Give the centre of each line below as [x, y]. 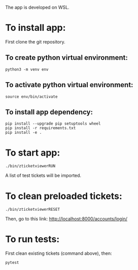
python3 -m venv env [27, 69]
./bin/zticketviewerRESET [32, 210]
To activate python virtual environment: [69, 85]
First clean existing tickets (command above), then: [59, 253]
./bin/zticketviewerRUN [30, 166]
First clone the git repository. [35, 42]
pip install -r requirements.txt [41, 128]
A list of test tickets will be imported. [43, 176]
